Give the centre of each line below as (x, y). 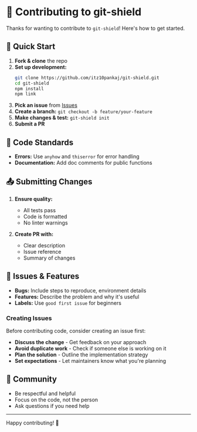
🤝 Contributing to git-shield (74, 12)
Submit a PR (30, 124)
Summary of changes (49, 258)
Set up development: (40, 67)
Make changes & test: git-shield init (62, 118)
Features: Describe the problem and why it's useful (77, 297)
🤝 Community (32, 380)
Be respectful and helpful (45, 393)
